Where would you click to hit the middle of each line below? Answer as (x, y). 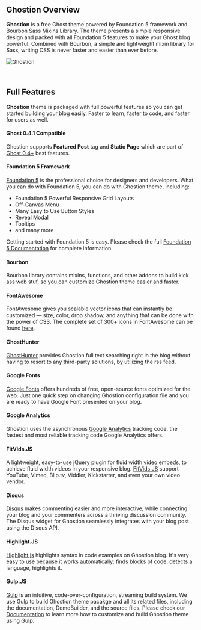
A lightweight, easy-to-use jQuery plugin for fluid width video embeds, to (97, 462)
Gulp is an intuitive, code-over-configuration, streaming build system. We (97, 594)
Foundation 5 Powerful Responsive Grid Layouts (74, 199)
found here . (20, 328)
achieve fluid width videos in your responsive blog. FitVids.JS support (92, 469)
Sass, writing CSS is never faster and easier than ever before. (82, 50)
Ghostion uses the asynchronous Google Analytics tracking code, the (92, 429)
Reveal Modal (32, 218)
